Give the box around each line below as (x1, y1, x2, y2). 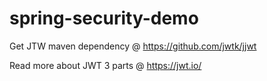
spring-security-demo (9, 7, 199, 30)
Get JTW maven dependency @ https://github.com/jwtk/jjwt (9, 40, 257, 52)
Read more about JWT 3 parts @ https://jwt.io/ (9, 59, 202, 71)
